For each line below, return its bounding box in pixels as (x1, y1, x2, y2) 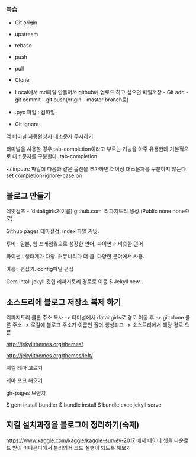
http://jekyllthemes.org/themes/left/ (6, 351, 93, 359)
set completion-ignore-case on (6, 172, 82, 179)
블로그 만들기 (6, 191, 52, 201)
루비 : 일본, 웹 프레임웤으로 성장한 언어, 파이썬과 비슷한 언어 (6, 240, 143, 247)
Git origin (14, 19, 37, 26)
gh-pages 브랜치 (6, 389, 46, 397)
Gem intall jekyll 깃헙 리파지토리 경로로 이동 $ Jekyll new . (6, 278, 143, 285)
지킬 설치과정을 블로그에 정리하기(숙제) (6, 420, 140, 430)
